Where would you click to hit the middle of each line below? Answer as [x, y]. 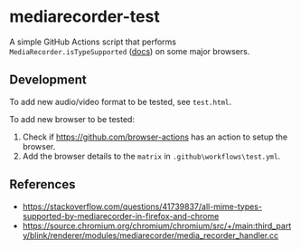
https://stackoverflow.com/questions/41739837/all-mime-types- [142, 207]
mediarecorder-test [85, 17]
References [42, 184]
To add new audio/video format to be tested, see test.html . [121, 101]
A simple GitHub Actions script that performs [93, 42]
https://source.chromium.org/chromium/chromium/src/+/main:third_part [157, 226]
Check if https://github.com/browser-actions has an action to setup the [155, 137]
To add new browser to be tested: [72, 119]
